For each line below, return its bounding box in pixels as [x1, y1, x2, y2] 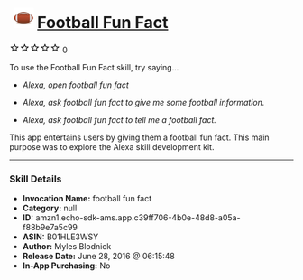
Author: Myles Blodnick [22, 241, 112, 252]
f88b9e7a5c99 [22, 222, 78, 233]
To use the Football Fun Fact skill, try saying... [9, 61, 179, 72]
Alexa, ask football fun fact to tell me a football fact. [22, 114, 216, 125]
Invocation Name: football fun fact [22, 193, 152, 204]
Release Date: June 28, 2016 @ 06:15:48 [22, 251, 176, 262]
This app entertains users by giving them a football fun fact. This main [9, 132, 270, 143]
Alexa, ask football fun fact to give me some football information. [22, 97, 265, 107]
